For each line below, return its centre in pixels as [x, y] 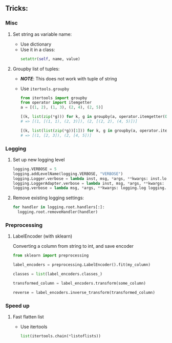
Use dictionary [36, 44]
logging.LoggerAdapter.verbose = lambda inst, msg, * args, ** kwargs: [89, 183]
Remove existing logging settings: [48, 198]
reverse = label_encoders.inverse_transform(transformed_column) [84, 292]
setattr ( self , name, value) [50, 59]
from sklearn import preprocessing [51, 255]
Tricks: [17, 8]
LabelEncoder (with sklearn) [42, 236]
